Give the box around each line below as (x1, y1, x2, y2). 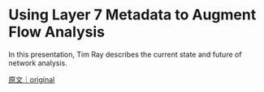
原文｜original (8, 74, 55, 84)
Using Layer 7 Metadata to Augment (8, 6, 257, 24)
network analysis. (8, 58, 67, 68)
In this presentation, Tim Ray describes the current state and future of (8, 49, 242, 59)
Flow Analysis (8, 23, 106, 41)
